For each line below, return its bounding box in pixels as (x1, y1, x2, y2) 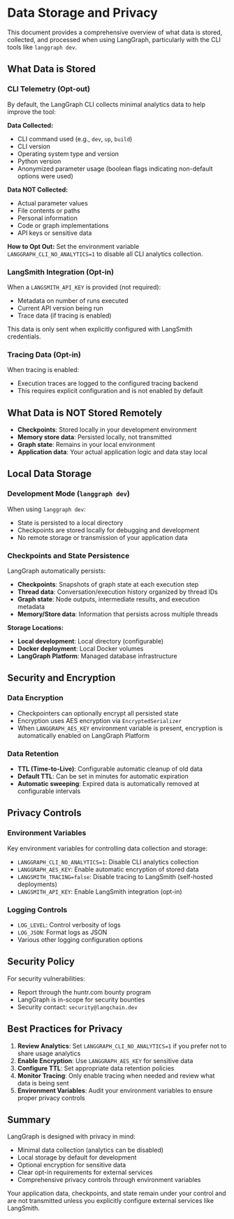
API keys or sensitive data (17, 229, 92, 237)
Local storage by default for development (17, 1153, 137, 1162)
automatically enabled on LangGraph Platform (17, 731, 150, 739)
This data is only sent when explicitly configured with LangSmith (7, 325, 193, 333)
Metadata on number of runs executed (17, 296, 129, 305)
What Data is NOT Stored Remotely (7, 407, 163, 419)
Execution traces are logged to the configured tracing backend (17, 379, 198, 387)
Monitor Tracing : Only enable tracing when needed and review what (17, 1071, 215, 1080)
